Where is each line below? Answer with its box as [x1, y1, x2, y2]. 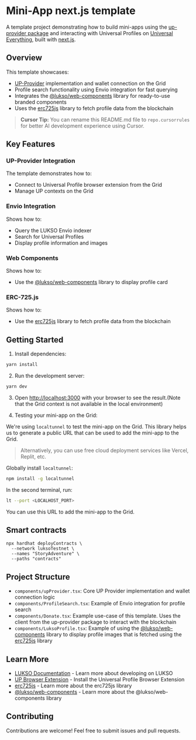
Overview [6, 53, 43, 63]
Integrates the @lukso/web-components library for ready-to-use [14, 92, 171, 99]
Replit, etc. [20, 453, 47, 460]
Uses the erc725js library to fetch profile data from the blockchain [14, 104, 174, 112]
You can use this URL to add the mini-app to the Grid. [6, 508, 135, 515]
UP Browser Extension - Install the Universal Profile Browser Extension [14, 676, 185, 683]
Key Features [6, 139, 56, 149]
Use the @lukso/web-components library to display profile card [14, 279, 168, 286]
